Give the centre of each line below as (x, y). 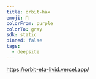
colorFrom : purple (30, 23)
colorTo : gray (24, 29)
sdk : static (21, 35)
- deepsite (26, 52)
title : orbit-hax (28, 12)
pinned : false (24, 40)
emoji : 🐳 (17, 18)
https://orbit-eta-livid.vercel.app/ (48, 69)
